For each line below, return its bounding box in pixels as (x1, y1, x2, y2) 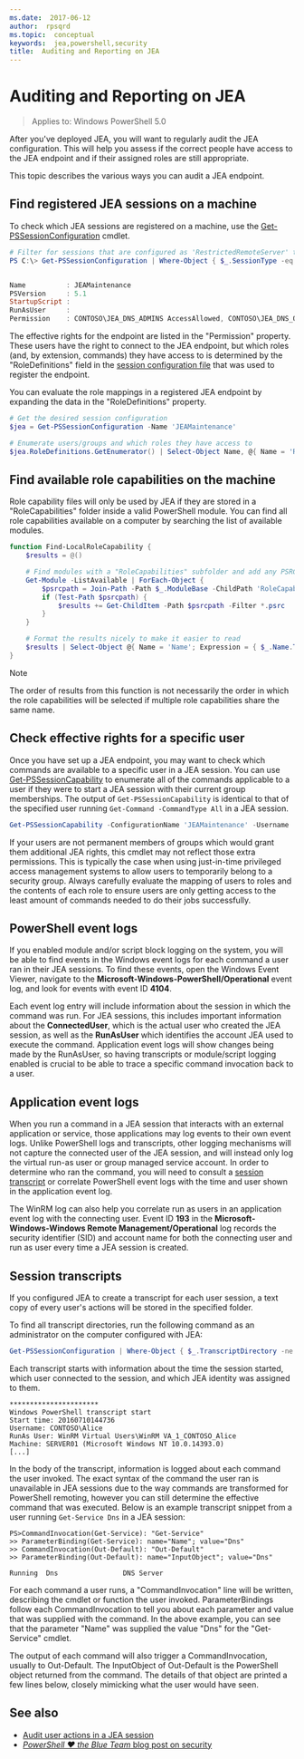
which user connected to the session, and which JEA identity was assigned (9, 1372, 290, 1383)
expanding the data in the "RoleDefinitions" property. (9, 396, 207, 407)
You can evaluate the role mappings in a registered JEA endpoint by (9, 387, 262, 397)
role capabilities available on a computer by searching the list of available (9, 516, 282, 527)
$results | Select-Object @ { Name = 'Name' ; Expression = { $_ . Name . (25, 643, 294, 652)
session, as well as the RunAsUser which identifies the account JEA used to (9, 1029, 294, 1040)
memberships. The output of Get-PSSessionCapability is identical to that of (9, 793, 290, 804)
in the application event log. (9, 1186, 113, 1197)
